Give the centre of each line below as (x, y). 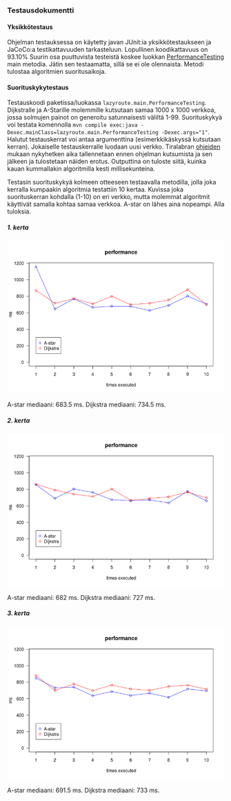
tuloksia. (19, 211)
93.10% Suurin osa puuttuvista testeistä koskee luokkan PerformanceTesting (115, 57)
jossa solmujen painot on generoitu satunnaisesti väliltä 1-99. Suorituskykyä (115, 117)
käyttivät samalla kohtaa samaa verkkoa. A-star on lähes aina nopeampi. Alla (116, 204)
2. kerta (19, 420)
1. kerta (18, 227)
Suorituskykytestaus (38, 87)
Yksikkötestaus (30, 27)
